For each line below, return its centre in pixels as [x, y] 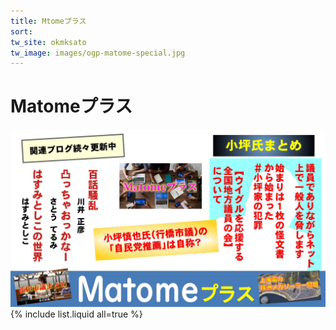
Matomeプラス [71, 106]
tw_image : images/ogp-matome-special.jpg [98, 53]
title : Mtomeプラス [48, 21]
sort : [21, 31]
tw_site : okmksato [48, 42]
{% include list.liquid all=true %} [76, 314]
